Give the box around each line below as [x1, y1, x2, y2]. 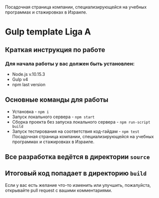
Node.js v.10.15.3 [12, 71, 45, 77]
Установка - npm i [12, 108, 50, 114]
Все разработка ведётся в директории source [5, 153, 150, 161]
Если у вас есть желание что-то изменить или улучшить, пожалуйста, [5, 182, 151, 188]
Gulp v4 [12, 76, 28, 82]
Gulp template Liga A [5, 26, 91, 37]
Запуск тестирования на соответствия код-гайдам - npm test [12, 128, 140, 134]
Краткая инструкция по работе [5, 46, 106, 54]
